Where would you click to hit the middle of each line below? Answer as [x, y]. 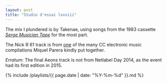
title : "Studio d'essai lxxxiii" [41, 15]
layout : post [19, 10]
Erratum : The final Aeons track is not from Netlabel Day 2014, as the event [84, 60]
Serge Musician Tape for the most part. [47, 35]
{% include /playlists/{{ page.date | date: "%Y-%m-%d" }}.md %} [75, 75]
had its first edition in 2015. [34, 65]
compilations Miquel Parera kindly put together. [55, 50]
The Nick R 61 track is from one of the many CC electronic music [74, 44]
